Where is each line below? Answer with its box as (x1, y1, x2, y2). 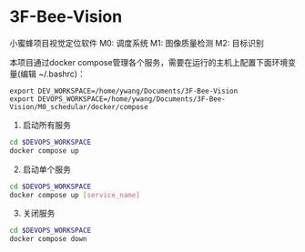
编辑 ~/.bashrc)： (20, 68, 86, 79)
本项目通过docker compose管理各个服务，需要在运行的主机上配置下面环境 (9, 56, 289, 67)
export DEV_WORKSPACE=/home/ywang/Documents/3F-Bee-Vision (9, 86, 239, 96)
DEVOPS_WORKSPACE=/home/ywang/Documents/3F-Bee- (37, 94, 226, 104)
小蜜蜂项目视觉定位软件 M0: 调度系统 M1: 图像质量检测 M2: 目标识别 (9, 37, 264, 48)
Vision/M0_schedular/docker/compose (9, 102, 148, 111)
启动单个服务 (22, 164, 71, 175)
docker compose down (9, 235, 88, 244)
